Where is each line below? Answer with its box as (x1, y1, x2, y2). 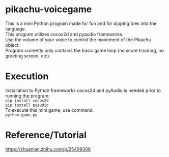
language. (5, 25, 26, 32)
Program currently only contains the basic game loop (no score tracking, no (5, 47, 164, 53)
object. (5, 42, 20, 48)
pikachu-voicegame (5, 4, 92, 15)
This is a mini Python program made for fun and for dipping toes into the (5, 20, 157, 26)
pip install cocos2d (5, 98, 49, 103)
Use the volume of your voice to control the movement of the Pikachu (5, 37, 151, 43)
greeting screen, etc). (5, 52, 51, 59)
